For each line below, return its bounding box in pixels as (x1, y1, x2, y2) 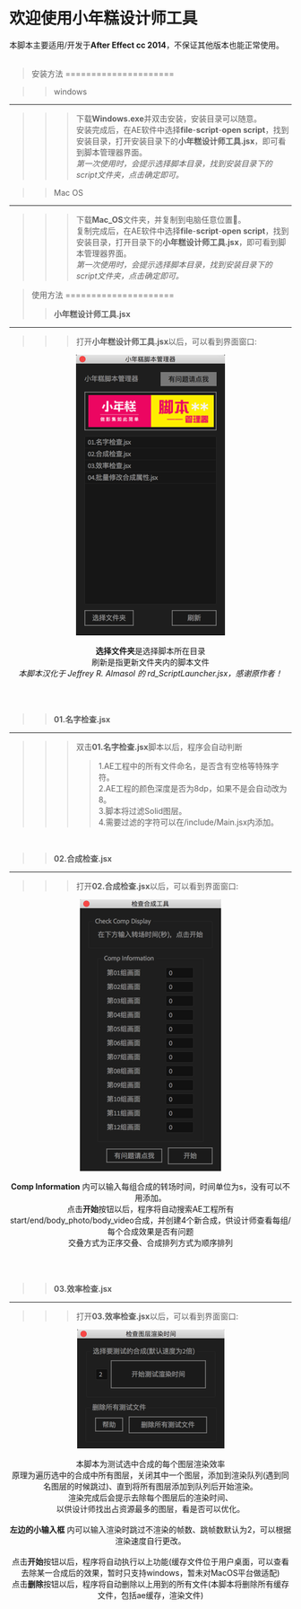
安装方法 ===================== (30, 68, 175, 79)
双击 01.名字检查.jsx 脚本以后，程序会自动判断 (75, 741, 243, 752)
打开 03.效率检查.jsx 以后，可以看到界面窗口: (75, 1311, 239, 1322)
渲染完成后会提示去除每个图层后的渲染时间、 (68, 1492, 233, 1503)
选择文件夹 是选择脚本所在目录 (95, 645, 206, 656)
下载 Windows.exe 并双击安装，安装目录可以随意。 (75, 113, 262, 124)
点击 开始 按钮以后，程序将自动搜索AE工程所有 (66, 1203, 235, 1214)
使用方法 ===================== (30, 289, 175, 300)
